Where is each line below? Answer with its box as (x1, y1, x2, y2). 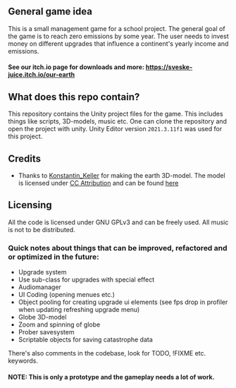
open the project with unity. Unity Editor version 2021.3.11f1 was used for (8, 125, 223, 133)
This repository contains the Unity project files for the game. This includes (8, 109, 224, 119)
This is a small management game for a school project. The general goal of (8, 24, 225, 32)
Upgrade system (18, 268, 67, 277)
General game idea (8, 6, 92, 18)
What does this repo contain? (8, 91, 140, 103)
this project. (8, 132, 43, 140)
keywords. (8, 356, 38, 365)
